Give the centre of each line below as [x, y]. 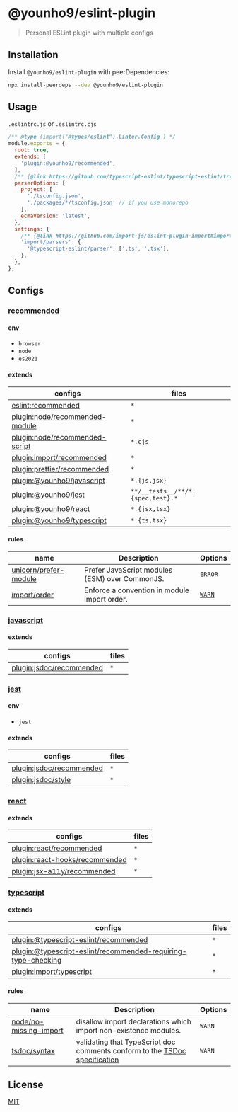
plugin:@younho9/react [51, 509]
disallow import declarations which [133, 1021]
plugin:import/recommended [59, 457]
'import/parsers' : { [51, 242]
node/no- [28, 1021]
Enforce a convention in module [137, 590]
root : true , [32, 150]
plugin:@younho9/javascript [58, 481]
